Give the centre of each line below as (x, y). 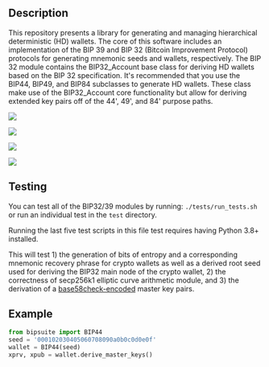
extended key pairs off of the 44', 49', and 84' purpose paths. (111, 101)
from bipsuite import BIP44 (56, 332)
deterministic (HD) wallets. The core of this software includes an (115, 41)
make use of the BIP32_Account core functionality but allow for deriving (128, 93)
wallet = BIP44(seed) (45, 348)
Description (38, 13)
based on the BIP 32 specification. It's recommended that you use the (124, 75)
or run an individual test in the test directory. (83, 214)
